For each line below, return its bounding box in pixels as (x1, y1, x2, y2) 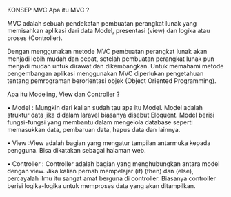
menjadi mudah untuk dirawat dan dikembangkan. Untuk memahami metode (7, 62, 224, 70)
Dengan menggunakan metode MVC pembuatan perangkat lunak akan (7, 48, 208, 55)
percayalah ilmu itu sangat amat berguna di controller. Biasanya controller (7, 174, 216, 182)
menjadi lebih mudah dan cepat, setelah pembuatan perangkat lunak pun (7, 55, 215, 63)
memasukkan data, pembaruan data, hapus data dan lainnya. (7, 126, 181, 133)
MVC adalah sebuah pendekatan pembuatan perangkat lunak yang (7, 19, 197, 27)
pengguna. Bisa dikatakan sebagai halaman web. (7, 147, 146, 154)
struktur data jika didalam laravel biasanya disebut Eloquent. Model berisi (7, 111, 215, 119)
